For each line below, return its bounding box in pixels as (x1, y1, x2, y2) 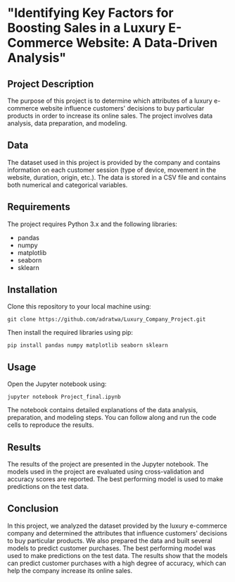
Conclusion (7, 502, 59, 515)
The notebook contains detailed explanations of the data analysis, (7, 406, 198, 414)
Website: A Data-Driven (76, 35, 218, 51)
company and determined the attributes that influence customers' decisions (7, 528, 227, 537)
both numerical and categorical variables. (7, 180, 128, 189)
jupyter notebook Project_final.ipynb (7, 393, 121, 401)
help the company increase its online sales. (7, 566, 132, 575)
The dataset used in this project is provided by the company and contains (7, 158, 220, 166)
